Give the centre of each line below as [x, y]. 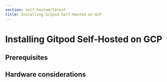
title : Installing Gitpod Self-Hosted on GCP [53, 14]
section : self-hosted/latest [35, 10]
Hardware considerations [45, 75]
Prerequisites [26, 58]
